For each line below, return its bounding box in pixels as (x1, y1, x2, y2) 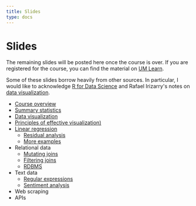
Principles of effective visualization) (14, 119, 102, 127)
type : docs (6, 14, 33, 20)
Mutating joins (23, 151, 58, 158)
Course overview (14, 101, 57, 108)
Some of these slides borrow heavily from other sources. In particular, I (6, 77, 178, 84)
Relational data (14, 144, 51, 151)
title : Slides (6, 8, 41, 15)
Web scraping (14, 188, 49, 195)
